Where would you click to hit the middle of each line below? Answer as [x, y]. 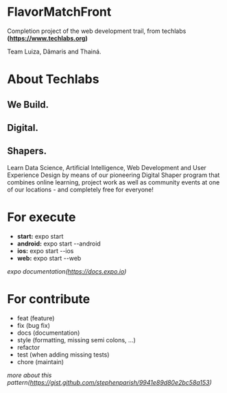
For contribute [49, 299]
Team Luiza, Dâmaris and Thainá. [54, 51]
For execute [41, 217]
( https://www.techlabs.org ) [47, 38]
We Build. [28, 105]
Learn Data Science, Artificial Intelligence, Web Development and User [107, 167]
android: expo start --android [59, 243]
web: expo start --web [49, 258]
